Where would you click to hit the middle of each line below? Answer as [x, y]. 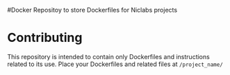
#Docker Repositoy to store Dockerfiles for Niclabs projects [92, 10]
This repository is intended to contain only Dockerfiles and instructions [108, 56]
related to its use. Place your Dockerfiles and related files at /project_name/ [115, 64]
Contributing [45, 38]
